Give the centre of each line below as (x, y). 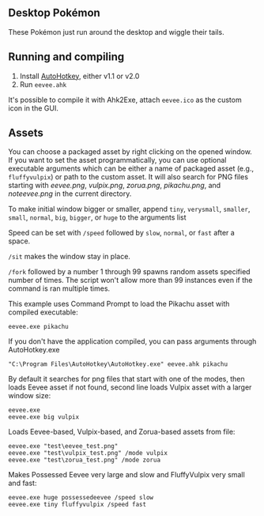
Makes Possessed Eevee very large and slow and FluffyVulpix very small (126, 475)
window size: (30, 396)
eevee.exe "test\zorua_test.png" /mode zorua (84, 460)
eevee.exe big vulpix (44, 417)
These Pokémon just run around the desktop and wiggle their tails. (116, 32)
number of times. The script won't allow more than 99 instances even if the (130, 281)
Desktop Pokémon (54, 13)
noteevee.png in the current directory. (70, 194)
